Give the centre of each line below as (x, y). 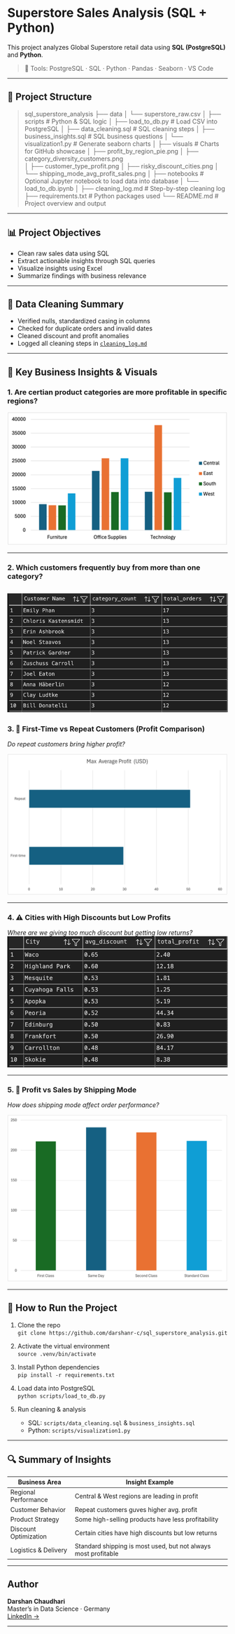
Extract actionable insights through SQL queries (86, 260)
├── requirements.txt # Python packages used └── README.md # (121, 196)
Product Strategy (35, 1519)
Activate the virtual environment (63, 1346)
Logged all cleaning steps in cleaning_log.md (82, 343)
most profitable (97, 1554)
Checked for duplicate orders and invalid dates (85, 328)
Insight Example (150, 1482)
